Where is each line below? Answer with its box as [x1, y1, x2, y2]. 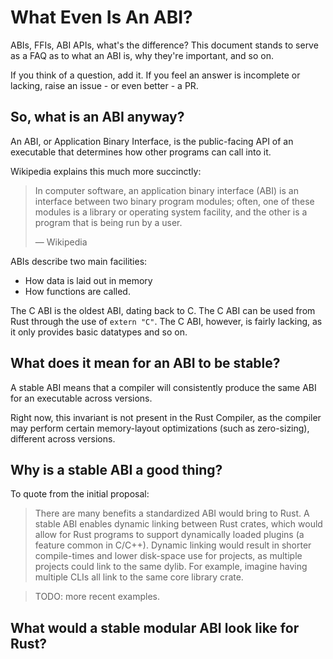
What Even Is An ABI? [10, 6, 193, 29]
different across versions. [10, 432, 116, 445]
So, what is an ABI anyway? [10, 109, 185, 126]
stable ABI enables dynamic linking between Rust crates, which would [34, 518, 323, 530]
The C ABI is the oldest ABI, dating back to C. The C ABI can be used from [10, 304, 316, 316]
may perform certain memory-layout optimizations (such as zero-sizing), [10, 422, 310, 434]
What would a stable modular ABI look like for [10, 619, 300, 636]
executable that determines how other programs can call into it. [10, 146, 272, 158]
